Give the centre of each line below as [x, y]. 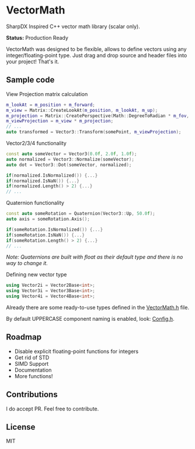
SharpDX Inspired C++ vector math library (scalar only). [73, 26]
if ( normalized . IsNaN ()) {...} [43, 181]
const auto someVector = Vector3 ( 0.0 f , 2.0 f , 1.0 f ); [72, 154]
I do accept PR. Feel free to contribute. [53, 409]
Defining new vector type [36, 275]
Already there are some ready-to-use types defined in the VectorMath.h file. [98, 307]
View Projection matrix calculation [47, 94]
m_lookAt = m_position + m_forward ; [51, 105]
